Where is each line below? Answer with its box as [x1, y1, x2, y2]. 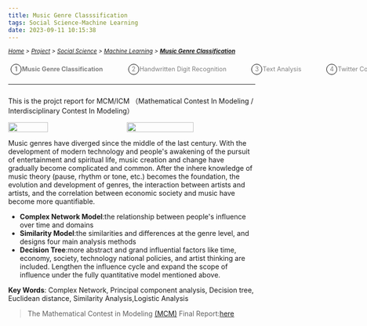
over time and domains [19, 220, 94, 230]
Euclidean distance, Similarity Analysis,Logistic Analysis [8, 294, 189, 303]
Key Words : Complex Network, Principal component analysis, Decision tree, [8, 285, 254, 295]
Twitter [337, 65, 358, 74]
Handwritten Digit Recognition [139, 65, 227, 74]
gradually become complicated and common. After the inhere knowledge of [8, 164, 253, 173]
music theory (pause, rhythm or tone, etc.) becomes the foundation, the [8, 172, 241, 181]
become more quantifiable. [8, 197, 96, 206]
